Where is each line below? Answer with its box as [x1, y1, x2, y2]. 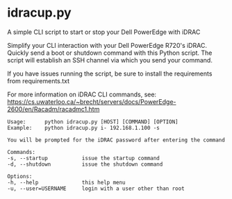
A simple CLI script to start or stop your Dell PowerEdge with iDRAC [7, 28, 201, 36]
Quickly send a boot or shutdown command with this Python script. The [7, 49, 213, 57]
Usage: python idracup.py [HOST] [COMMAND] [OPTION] [7, 118, 179, 126]
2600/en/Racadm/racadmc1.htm [7, 105, 100, 113]
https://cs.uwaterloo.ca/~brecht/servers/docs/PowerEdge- [7, 97, 176, 105]
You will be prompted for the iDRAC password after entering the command [7, 137, 226, 144]
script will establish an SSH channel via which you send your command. [7, 55, 213, 64]
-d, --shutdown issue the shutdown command [7, 161, 163, 168]
